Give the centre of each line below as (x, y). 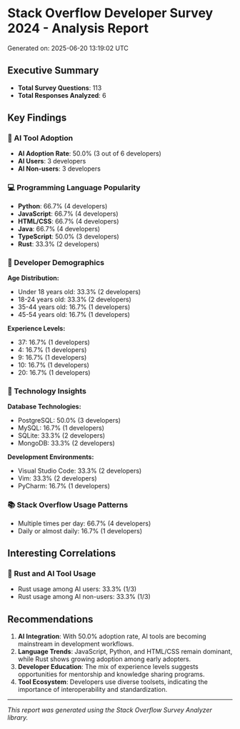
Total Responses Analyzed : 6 (62, 95)
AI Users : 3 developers (52, 161)
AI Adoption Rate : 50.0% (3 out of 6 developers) (90, 154)
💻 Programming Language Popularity (74, 188)
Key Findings (37, 118)
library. (18, 718)
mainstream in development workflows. (76, 644)
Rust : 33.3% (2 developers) (59, 243)
